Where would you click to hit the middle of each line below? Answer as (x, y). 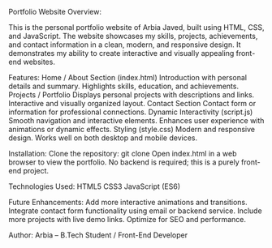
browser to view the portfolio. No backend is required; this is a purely (124, 162)
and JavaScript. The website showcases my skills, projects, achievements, (133, 36)
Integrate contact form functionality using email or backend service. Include (135, 211)
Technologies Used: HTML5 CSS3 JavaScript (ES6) (95, 186)
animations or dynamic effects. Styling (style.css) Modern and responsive (132, 129)
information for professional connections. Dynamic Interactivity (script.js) (131, 112)
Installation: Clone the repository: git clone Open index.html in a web (123, 154)
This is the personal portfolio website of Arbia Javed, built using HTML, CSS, (136, 27)
